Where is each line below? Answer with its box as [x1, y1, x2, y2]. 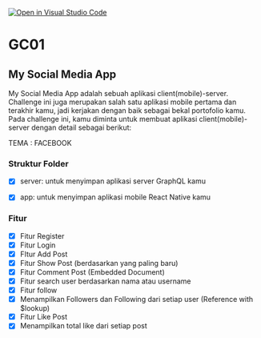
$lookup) [19, 304, 50, 313]
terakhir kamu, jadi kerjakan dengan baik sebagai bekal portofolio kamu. [8, 106, 246, 115]
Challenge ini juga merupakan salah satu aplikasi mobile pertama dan [8, 97, 237, 107]
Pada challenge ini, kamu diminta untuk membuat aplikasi [8, 115, 198, 123]
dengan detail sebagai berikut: [31, 123, 132, 132]
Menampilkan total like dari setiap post [19, 321, 148, 331]
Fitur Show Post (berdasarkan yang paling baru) [19, 258, 179, 268]
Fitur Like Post [19, 312, 68, 322]
